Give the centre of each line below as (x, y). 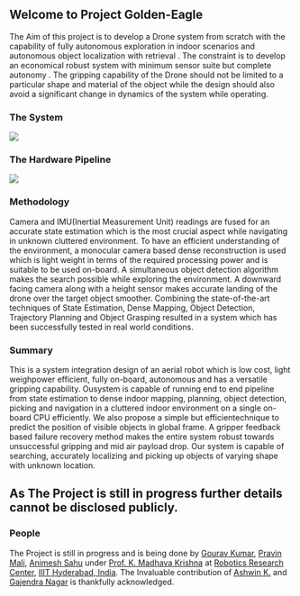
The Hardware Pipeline (60, 159)
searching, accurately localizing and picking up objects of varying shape (144, 456)
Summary (32, 350)
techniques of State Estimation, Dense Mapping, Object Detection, (132, 307)
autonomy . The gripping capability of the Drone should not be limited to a (146, 75)
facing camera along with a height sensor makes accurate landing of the (144, 288)
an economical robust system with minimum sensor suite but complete (141, 65)
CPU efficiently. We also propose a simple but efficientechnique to (156, 417)
